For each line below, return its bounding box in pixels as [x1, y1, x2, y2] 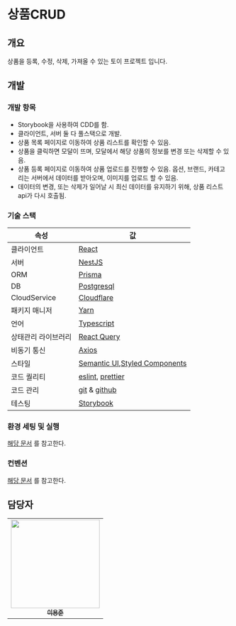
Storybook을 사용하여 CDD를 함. [17, 120, 109, 128]
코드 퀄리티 [11, 371, 46, 381]
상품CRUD [7, 6, 66, 23]
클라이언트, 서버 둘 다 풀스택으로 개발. [17, 129, 122, 138]
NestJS [78, 257, 103, 267]
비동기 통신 [11, 345, 46, 355]
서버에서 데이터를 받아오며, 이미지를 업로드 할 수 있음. [30, 173, 179, 181]
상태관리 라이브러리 [11, 332, 72, 342]
